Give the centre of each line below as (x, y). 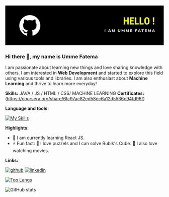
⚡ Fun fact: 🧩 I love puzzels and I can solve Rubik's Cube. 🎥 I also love (85, 144)
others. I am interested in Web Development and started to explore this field (84, 73)
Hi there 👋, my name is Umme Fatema (52, 56)
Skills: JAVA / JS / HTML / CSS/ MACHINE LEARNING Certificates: (75, 93)
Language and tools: (27, 108)
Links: (12, 160)
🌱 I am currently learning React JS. (48, 138)
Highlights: (17, 128)
